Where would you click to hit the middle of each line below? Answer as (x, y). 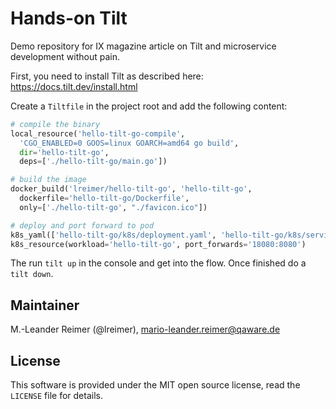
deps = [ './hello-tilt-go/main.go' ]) (93, 162)
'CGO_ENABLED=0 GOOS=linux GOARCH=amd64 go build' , (129, 143)
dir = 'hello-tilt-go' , (64, 152)
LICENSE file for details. (56, 396)
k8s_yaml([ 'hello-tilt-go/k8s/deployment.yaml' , (113, 235)
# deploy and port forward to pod (82, 225)
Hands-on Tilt (69, 18)
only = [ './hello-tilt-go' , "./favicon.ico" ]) (113, 207)
